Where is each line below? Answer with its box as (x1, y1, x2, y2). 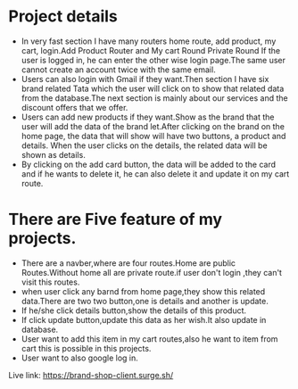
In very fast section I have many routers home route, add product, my (21, 36, 277, 46)
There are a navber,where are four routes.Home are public (21, 257, 236, 269)
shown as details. (21, 149, 86, 160)
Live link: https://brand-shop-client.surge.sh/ (8, 369, 174, 380)
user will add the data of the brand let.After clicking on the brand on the (21, 120, 285, 131)
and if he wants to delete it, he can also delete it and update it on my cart (21, 168, 290, 179)
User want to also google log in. (21, 352, 139, 363)
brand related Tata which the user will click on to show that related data (21, 83, 285, 94)
